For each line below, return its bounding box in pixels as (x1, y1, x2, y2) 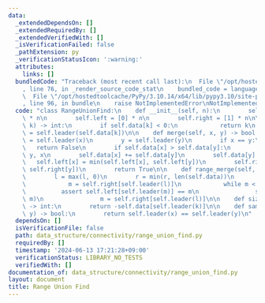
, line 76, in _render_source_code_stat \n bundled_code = (22, 84, 227, 93)
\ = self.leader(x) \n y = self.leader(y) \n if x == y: (22, 136, 256, 144)
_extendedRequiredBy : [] (15, 26, 97, 34)
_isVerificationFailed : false (15, 41, 114, 49)
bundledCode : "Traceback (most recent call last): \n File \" (15, 77, 224, 85)
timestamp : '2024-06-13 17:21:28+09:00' (15, 246, 150, 254)
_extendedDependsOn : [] (15, 19, 93, 27)
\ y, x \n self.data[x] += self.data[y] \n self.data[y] (22, 151, 256, 159)
